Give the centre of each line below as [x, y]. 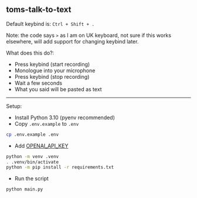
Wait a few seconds [38, 83]
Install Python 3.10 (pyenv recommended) [65, 118]
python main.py [25, 189]
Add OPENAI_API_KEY [41, 146]
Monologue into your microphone [55, 71]
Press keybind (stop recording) [52, 76]
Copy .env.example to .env [47, 123]
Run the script [31, 179]
